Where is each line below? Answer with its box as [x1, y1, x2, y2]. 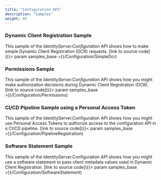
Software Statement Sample [5, 143, 73, 149]
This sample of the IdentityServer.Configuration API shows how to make [5, 43, 149, 49]
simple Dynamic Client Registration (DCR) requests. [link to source [5, 48, 138, 54]
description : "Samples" [5, 12, 53, 16]
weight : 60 [5, 16, 27, 21]
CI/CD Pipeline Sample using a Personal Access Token [5, 104, 136, 111]
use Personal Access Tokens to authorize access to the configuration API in [5, 120, 157, 126]
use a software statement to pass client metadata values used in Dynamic [5, 159, 153, 165]
